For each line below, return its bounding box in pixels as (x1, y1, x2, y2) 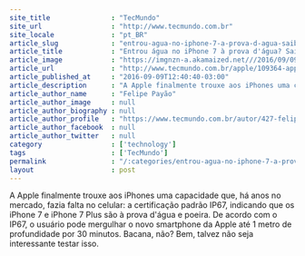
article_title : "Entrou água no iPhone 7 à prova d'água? (9, 47, 282, 56)
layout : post (9, 165, 136, 174)
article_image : (9, 55, 116, 64)
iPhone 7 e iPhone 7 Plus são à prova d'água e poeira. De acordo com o (9, 210, 278, 221)
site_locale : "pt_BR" (9, 30, 148, 39)
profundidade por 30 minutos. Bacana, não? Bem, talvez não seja (9, 229, 254, 240)
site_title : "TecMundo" (9, 13, 161, 23)
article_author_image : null (9, 97, 136, 107)
